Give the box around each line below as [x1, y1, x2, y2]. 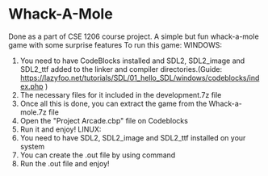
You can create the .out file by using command [19, 150, 176, 160]
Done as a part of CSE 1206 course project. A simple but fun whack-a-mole [8, 31, 260, 41]
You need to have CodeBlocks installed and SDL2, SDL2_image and [19, 56, 245, 65]
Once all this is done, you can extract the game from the [19, 98, 207, 108]
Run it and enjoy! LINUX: [19, 124, 102, 134]
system [19, 141, 45, 151]
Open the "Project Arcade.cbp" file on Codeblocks [19, 115, 188, 125]
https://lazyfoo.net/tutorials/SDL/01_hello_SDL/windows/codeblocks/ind [19, 73, 260, 82]
